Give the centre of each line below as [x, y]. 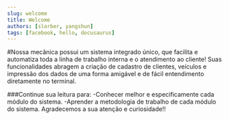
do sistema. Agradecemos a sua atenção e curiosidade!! [86, 109]
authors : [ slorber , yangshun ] [50, 26]
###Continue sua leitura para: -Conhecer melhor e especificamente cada [111, 95]
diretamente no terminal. [42, 81]
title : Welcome [29, 20]
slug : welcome [27, 13]
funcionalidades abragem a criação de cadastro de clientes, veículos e [107, 67]
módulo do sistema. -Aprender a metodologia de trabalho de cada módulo [112, 102]
